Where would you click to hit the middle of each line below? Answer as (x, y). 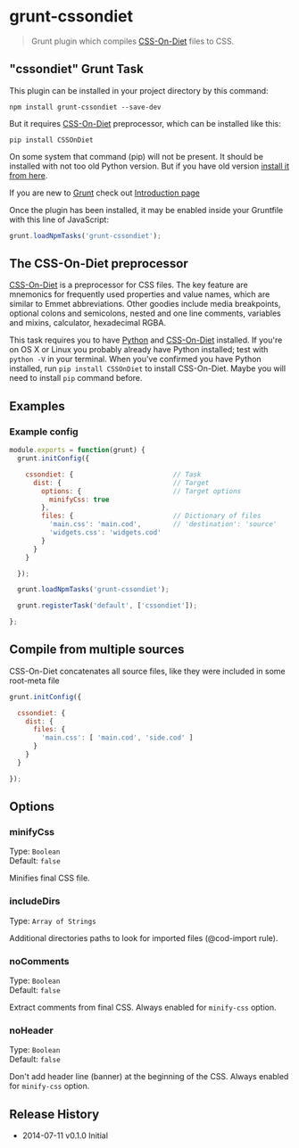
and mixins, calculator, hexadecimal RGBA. (88, 323)
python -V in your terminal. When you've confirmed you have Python (135, 359)
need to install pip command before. (76, 378)
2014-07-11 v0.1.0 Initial (65, 1136)
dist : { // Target (121, 483)
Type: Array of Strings (53, 921)
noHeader (31, 1030)
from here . (29, 175)
